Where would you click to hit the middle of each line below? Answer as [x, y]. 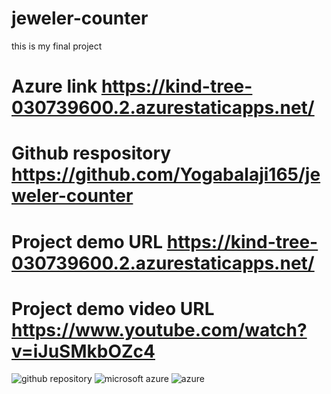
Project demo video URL [113, 308]
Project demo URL [87, 241]
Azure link [54, 86]
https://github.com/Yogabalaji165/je [166, 174]
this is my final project [57, 46]
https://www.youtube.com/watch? [159, 329]
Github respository [91, 153]
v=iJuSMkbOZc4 [83, 351]
